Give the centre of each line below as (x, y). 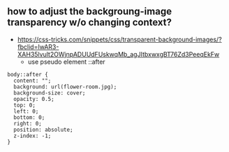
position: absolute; (43, 130)
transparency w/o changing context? (90, 23)
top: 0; (25, 105)
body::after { (28, 74)
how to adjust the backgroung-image (90, 12)
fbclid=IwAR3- (38, 47)
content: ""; (32, 81)
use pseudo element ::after (67, 62)
